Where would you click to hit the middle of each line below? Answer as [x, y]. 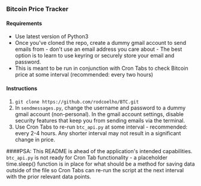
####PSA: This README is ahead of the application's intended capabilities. [99, 151]
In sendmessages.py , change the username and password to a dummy [100, 108]
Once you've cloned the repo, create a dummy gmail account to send [100, 43]
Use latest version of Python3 [52, 36]
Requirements [24, 23]
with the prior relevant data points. [49, 177]
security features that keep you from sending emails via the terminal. [100, 121]
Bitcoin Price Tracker [37, 9]
